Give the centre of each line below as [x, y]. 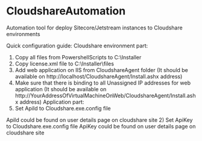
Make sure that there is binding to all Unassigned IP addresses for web [103, 83]
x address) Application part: [49, 102]
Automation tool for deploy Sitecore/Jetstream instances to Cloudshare [94, 28]
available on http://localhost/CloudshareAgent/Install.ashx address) [99, 76]
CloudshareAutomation [66, 11]
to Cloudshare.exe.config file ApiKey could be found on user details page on [101, 126]
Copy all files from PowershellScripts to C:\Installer [78, 57]
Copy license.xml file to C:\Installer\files [65, 64]
